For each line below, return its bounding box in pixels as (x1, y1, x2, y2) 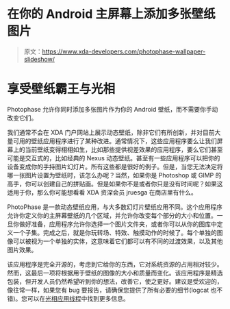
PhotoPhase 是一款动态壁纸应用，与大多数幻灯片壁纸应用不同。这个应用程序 (7, 203, 223, 211)
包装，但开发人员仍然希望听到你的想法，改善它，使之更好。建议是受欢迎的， (7, 277, 223, 285)
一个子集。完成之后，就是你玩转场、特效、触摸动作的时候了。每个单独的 (12, 228, 217, 236)
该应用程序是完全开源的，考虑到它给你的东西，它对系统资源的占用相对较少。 (7, 260, 223, 268)
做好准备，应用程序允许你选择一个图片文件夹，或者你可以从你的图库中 (18, 220, 217, 228)
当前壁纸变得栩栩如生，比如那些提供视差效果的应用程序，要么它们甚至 (25, 145, 223, 153)
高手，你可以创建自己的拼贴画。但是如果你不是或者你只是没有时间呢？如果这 (7, 180, 223, 188)
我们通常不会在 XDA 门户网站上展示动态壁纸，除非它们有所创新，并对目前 (7, 128, 215, 136)
